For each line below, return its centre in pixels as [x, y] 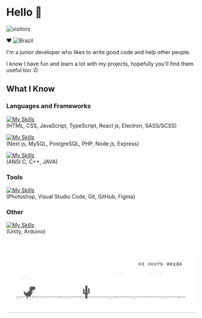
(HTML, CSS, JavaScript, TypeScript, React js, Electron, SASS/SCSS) [92, 125]
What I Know [31, 89]
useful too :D [22, 70]
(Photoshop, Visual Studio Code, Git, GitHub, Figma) [71, 196]
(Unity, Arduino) [26, 232]
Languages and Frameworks [49, 106]
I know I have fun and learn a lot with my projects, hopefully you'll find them [100, 64]
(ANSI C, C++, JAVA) [32, 161]
